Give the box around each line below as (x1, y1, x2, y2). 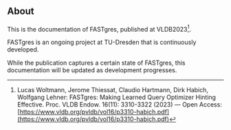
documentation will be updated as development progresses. (7, 66, 177, 74)
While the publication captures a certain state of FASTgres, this (7, 58, 186, 67)
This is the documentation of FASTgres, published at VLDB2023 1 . (7, 23, 192, 33)
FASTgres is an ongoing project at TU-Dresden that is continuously (7, 38, 197, 47)
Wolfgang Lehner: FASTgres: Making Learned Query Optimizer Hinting (16, 93, 217, 102)
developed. (7, 45, 39, 54)
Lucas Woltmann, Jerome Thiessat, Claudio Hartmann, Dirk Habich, (16, 86, 208, 94)
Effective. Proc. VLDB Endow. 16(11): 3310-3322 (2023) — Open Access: (16, 100, 222, 109)
